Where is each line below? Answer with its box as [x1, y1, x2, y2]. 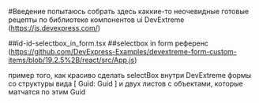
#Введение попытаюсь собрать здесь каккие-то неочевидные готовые [8, 7, 250, 16]
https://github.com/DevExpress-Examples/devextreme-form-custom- [10, 47, 237, 56]
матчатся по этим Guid [8, 87, 86, 97]
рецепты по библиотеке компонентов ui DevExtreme [8, 15, 185, 24]
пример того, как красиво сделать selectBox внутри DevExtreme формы [8, 71, 252, 79]
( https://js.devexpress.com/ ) [8, 24, 101, 32]
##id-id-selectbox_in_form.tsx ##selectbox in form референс [8, 39, 209, 48]
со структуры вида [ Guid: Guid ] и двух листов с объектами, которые [8, 79, 243, 88]
